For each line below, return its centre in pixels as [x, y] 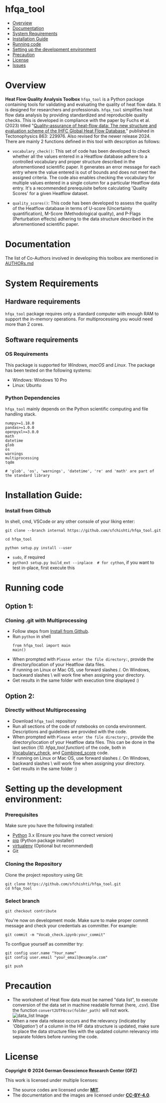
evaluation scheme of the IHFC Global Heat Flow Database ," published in [80, 131]
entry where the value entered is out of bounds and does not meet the [84, 172]
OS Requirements [27, 354]
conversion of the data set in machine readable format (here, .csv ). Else [86, 1005]
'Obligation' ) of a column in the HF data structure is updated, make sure [86, 1026]
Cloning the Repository [34, 864]
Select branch [22, 901]
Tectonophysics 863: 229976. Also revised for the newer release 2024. [78, 136]
